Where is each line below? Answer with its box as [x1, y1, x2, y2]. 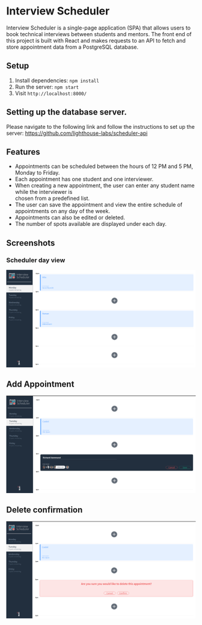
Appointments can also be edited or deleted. [14, 214, 125, 221]
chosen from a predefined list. [14, 194, 90, 202]
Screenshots [6, 238, 55, 248]
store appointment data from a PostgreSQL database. [6, 43, 139, 51]
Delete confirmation [6, 505, 83, 515]
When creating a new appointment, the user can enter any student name [14, 182, 195, 189]
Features [6, 146, 40, 157]
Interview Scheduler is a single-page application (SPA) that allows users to [6, 24, 191, 31]
